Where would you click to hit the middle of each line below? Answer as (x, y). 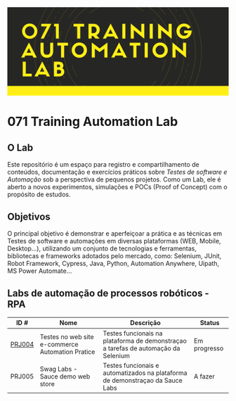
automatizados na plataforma (145, 373)
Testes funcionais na (133, 333)
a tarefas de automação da (142, 348)
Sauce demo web (65, 376)
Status (210, 323)
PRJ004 (22, 345)
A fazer (205, 376)
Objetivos (29, 216)
